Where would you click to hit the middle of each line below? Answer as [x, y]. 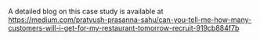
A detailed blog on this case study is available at [86, 11]
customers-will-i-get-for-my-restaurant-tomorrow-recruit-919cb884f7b [124, 28]
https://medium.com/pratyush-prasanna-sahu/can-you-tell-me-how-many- [130, 20]
